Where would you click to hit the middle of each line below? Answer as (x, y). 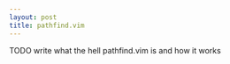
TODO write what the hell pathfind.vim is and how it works (115, 50)
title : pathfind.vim (47, 25)
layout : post (33, 17)
